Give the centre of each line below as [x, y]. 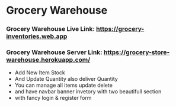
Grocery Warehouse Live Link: [50, 29]
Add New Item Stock [40, 73]
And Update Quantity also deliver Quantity [66, 79]
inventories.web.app [37, 36]
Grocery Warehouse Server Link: [54, 52]
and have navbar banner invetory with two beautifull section [88, 92]
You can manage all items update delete [63, 85]
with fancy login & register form [53, 98]
